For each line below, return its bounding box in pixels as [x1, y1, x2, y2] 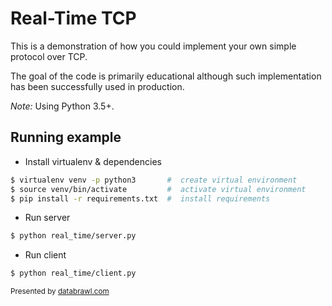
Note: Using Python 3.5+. [10, 100, 115, 112]
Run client [24, 249, 67, 261]
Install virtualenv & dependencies [24, 155, 162, 167]
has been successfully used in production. [10, 80, 185, 92]
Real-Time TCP [10, 7, 137, 30]
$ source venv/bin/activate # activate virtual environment [10, 184, 307, 194]
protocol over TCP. [10, 50, 88, 62]
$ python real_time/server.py [10, 231, 137, 241]
